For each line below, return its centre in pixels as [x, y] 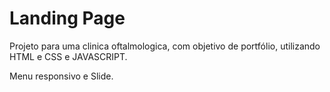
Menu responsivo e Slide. [61, 76]
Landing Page [67, 18]
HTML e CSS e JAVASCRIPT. [68, 56]
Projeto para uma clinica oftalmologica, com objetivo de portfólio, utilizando [165, 46]
